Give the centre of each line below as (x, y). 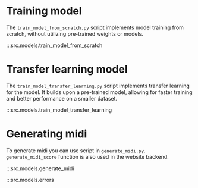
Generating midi (47, 134)
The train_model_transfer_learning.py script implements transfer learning (98, 86)
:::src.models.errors (30, 180)
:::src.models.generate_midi (40, 168)
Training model (44, 11)
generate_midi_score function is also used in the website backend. (88, 156)
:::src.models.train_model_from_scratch (54, 45)
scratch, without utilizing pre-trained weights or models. (75, 33)
